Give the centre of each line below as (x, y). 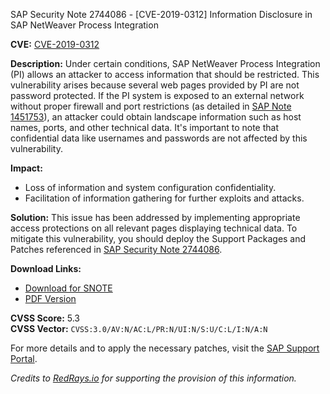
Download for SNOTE (68, 288)
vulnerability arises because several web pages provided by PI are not (155, 85)
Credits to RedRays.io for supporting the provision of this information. (153, 378)
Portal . (24, 358)
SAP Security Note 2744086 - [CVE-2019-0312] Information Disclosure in (161, 14)
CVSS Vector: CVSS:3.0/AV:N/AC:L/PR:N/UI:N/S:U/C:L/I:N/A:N (139, 328)
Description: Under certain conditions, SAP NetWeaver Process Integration (165, 63)
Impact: (26, 168)
